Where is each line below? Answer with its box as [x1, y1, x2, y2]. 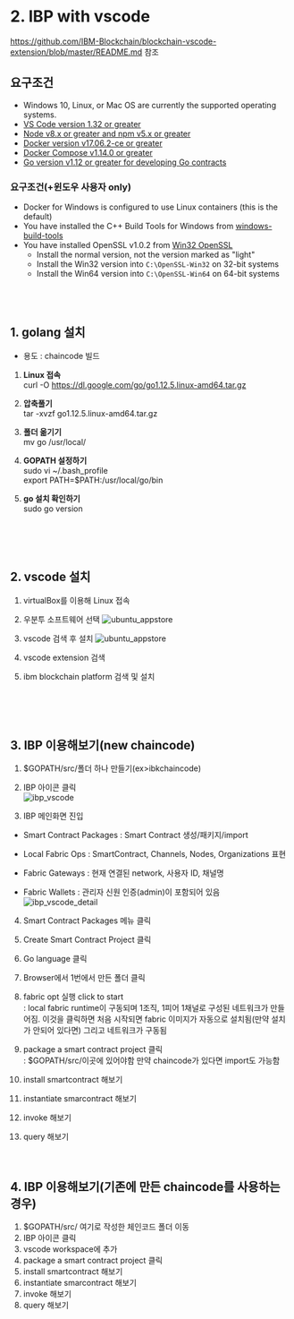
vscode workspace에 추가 [22, 1244, 118, 1255]
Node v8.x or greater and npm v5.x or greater [22, 128, 191, 139]
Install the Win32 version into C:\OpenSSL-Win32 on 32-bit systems [36, 259, 280, 270]
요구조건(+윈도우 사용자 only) [10, 181, 132, 193]
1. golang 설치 [10, 325, 86, 340]
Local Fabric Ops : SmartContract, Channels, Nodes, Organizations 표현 [22, 849, 287, 860]
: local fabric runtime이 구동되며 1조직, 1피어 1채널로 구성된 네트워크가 [22, 1003, 269, 1014]
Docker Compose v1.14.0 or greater [22, 147, 153, 158]
